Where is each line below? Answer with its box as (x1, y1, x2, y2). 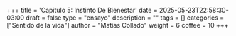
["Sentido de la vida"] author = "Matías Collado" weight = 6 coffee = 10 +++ (6, 21, 229, 29)
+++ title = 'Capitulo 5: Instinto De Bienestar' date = (6, 6, 158, 14)
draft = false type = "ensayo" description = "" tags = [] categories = (26, 13, 225, 22)
